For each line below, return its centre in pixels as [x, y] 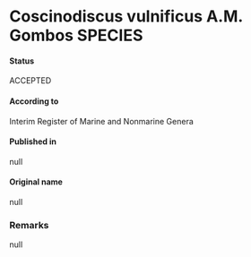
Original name [36, 182]
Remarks [29, 225]
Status [22, 61]
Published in [33, 141]
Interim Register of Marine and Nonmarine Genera [102, 121]
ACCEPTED [30, 81]
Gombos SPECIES [76, 35]
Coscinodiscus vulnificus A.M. [126, 17]
